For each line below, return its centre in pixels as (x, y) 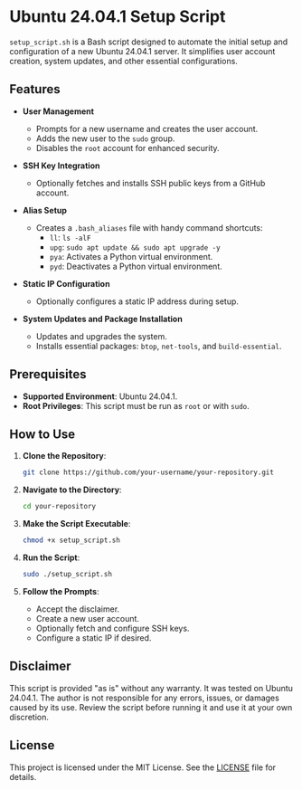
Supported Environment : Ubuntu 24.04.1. (100, 396)
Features (35, 89)
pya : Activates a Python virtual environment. (131, 256)
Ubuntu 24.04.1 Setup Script (118, 17)
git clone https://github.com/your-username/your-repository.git (148, 472)
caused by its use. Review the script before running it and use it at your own (151, 707)
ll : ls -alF (70, 237)
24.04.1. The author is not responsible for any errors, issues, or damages (145, 698)
